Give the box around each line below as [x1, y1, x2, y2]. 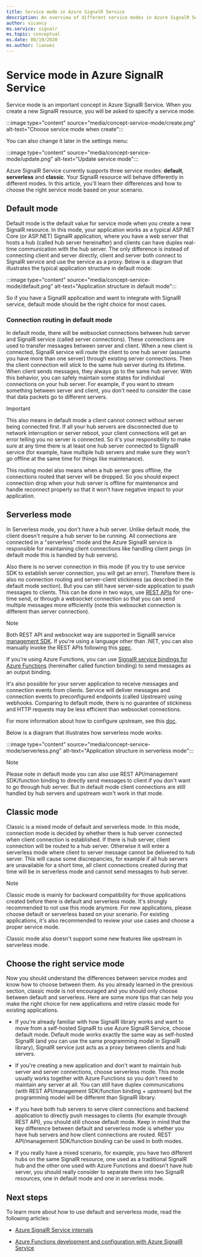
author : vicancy [6, 20, 47, 26]
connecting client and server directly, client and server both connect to [6, 251, 182, 259]
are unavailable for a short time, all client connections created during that [6, 861, 188, 869]
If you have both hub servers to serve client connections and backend [14, 1106, 189, 1113]
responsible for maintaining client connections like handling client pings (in [6, 544, 191, 552]
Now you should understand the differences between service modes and [6, 975, 188, 982]
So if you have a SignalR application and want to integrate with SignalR [6, 294, 182, 301]
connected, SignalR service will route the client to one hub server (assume [6, 348, 191, 355]
